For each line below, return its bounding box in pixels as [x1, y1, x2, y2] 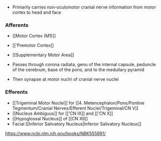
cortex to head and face [12, 9, 61, 15]
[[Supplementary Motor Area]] [12, 52, 74, 58]
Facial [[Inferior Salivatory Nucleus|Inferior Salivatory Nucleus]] [12, 121, 142, 127]
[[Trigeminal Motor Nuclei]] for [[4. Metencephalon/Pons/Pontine [12, 100, 145, 106]
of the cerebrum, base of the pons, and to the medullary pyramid [12, 67, 145, 73]
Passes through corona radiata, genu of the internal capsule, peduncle [12, 62, 156, 68]
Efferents [5, 89, 28, 96]
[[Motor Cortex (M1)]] [12, 33, 56, 39]
